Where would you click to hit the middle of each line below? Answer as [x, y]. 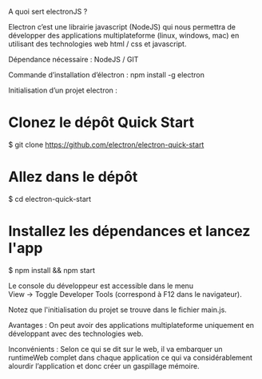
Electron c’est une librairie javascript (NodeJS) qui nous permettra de [122, 27]
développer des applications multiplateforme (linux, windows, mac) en [124, 36]
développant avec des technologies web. [76, 334]
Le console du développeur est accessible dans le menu [101, 286]
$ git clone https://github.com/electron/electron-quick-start [106, 144]
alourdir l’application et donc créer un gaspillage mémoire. [104, 365]
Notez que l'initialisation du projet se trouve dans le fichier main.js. [118, 310]
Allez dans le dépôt [73, 177]
